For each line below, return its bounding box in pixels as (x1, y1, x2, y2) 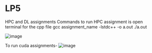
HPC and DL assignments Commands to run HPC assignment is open (5, 19, 143, 25)
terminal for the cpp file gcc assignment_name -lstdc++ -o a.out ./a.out (5, 24, 147, 29)
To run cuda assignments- (5, 42, 58, 48)
